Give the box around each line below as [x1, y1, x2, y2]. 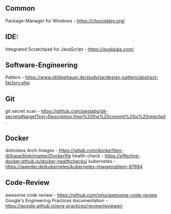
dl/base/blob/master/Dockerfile [5, 153, 71, 159]
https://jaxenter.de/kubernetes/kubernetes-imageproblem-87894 [5, 163, 143, 170]
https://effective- [104, 153, 140, 159]
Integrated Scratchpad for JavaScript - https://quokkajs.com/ [5, 46, 134, 52]
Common [5, 4, 35, 13]
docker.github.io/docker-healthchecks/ [5, 158, 88, 164]
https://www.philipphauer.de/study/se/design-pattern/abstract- [25, 74, 159, 81]
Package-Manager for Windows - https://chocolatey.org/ [5, 17, 125, 23]
